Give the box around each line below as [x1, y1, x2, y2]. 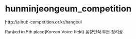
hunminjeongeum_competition [5, 3, 132, 14]
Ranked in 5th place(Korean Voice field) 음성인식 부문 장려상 [5, 29, 123, 34]
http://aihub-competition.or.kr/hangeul [5, 19, 82, 25]
